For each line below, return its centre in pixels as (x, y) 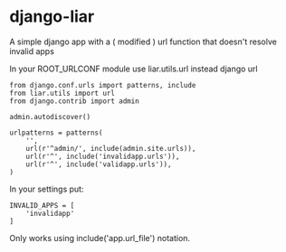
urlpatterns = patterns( (56, 133)
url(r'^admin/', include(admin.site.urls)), (111, 148)
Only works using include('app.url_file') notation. (100, 238)
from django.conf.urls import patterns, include (103, 85)
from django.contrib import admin (75, 101)
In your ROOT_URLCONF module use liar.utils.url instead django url (133, 69)
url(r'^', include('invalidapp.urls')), (103, 156)
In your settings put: (47, 189)
